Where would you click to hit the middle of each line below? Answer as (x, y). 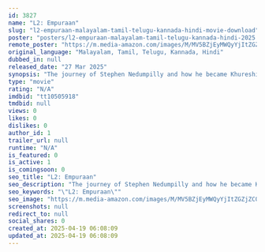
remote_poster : (33, 45)
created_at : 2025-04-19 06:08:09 (63, 229)
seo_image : (26, 199)
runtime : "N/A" (33, 148)
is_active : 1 (30, 163)
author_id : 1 (30, 133)
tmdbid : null (30, 103)
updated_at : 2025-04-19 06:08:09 (63, 236)
